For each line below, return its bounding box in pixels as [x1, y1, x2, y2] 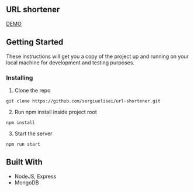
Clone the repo [14, 87, 51, 94]
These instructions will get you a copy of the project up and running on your [6, 53, 189, 60]
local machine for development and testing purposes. [6, 59, 135, 66]
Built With [6, 157, 43, 167]
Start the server [14, 130, 53, 137]
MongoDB [14, 179, 39, 186]
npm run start [6, 141, 41, 147]
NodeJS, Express [14, 173, 57, 180]
